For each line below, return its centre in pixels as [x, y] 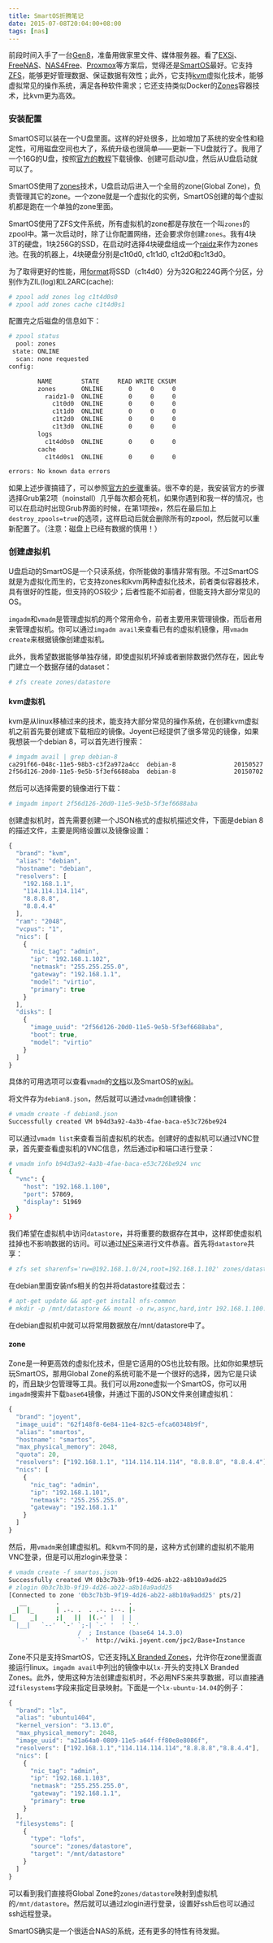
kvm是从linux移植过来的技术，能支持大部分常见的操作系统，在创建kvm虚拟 [134, 721]
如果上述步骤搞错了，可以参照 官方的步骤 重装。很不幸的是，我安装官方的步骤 [136, 488]
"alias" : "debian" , [49, 861]
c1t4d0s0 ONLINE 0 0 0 [110, 441]
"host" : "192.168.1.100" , [67, 1187]
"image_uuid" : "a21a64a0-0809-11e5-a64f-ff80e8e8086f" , [112, 1741]
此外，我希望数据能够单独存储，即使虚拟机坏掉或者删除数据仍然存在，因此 [133, 656]
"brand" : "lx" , [41, 1710]
